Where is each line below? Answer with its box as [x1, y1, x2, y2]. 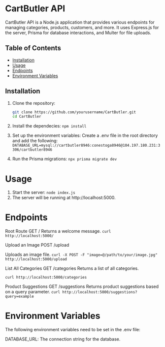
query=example [5, 294, 34, 299]
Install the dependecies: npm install [12, 123, 87, 129]
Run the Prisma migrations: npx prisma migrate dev [12, 156, 117, 162]
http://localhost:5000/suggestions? [62, 290, 138, 295]
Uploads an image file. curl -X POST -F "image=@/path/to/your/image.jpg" [5, 252, 158, 257]
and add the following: [12, 138, 58, 144]
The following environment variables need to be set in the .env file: [5, 327, 140, 333]
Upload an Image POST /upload [5, 242, 69, 248]
